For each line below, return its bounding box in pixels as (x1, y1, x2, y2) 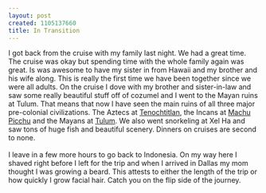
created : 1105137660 (8, 19, 77, 27)
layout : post (8, 11, 52, 20)
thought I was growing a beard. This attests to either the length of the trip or (8, 167, 257, 176)
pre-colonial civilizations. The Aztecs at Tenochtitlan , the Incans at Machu (8, 108, 251, 117)
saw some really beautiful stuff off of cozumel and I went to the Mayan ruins (8, 91, 259, 100)
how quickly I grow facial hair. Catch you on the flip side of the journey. (8, 175, 241, 185)
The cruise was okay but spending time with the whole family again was (8, 57, 244, 66)
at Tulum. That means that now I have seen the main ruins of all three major (8, 99, 256, 108)
